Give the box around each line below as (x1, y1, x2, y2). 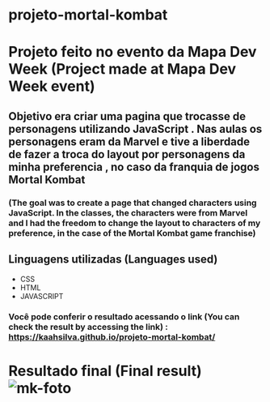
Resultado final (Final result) (8, 361, 202, 380)
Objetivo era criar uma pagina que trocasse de (8, 109, 247, 123)
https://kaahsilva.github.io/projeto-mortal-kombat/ (8, 331, 216, 343)
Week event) (8, 77, 95, 96)
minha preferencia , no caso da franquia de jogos (8, 160, 260, 173)
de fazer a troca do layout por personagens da (8, 148, 246, 161)
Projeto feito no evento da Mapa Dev (8, 43, 257, 62)
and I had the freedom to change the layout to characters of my (8, 217, 261, 229)
